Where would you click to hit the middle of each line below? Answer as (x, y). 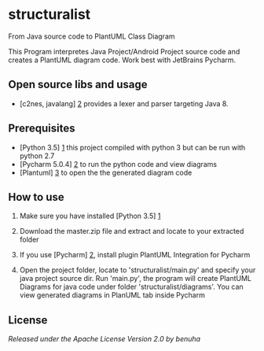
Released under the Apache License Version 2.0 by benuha (104, 339)
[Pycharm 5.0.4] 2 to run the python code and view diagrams (118, 164)
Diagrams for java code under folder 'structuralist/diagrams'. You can (131, 287)
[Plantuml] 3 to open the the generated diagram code (106, 172)
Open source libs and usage (78, 85)
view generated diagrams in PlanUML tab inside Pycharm (112, 295)
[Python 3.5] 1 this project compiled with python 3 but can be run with (132, 147)
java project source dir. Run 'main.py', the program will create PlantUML (135, 279)
